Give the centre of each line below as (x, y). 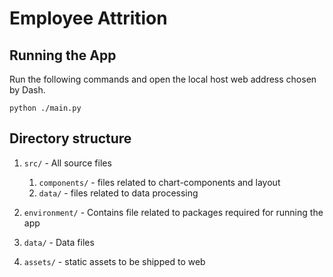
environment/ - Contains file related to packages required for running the (173, 212)
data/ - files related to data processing (118, 193)
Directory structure (70, 138)
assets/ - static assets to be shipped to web (114, 261)
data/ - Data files (59, 242)
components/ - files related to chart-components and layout (159, 182)
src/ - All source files (67, 163)
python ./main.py (45, 108)
